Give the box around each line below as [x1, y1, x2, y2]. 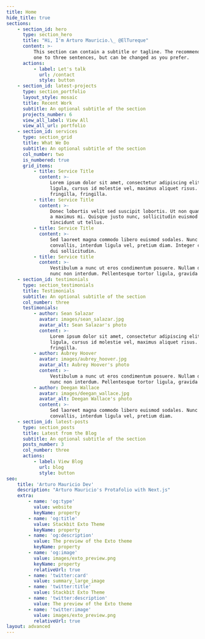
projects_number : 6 [22, 111, 72, 118]
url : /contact [38, 72, 75, 78]
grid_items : [22, 163, 53, 169]
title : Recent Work [22, 100, 72, 106]
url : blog [38, 464, 64, 470]
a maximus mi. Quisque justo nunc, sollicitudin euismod [49, 214, 198, 220]
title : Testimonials [22, 288, 75, 294]
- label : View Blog [33, 458, 84, 465]
